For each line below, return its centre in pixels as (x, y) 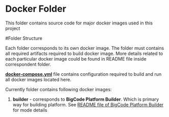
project (13, 28)
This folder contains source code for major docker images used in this (79, 23)
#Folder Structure (24, 38)
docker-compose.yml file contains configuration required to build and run (83, 74)
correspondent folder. (28, 64)
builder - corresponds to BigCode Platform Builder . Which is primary (86, 99)
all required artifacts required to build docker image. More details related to (84, 53)
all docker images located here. (38, 79)
